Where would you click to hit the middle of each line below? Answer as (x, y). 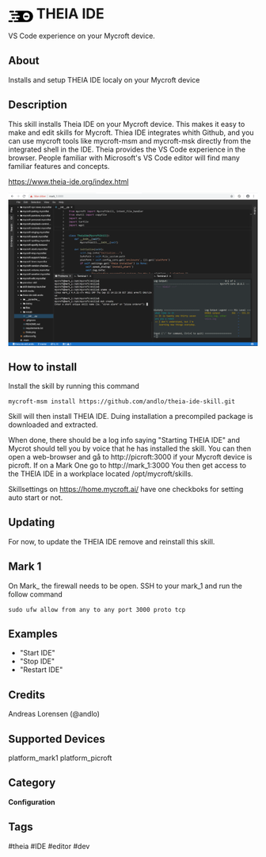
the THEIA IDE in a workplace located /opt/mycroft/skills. (101, 474)
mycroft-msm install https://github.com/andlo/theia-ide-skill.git (122, 402)
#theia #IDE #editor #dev (49, 846)
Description (38, 105)
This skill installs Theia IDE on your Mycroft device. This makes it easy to (127, 124)
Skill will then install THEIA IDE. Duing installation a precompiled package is (131, 416)
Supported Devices (57, 739)
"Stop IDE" (37, 661)
